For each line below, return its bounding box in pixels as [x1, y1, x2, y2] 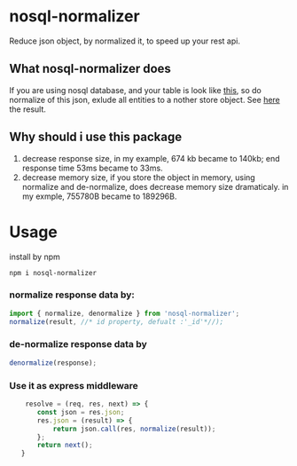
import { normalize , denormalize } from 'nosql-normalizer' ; [9, 309, 240, 318]
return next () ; [36, 441, 93, 450]
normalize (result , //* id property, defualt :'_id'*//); [9, 317, 224, 326]
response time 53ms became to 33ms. [21, 162, 163, 173]
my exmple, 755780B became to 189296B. [21, 191, 177, 201]
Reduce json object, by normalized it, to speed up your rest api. [9, 36, 241, 46]
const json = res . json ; [36, 407, 125, 416]
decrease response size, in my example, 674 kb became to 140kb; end [21, 153, 280, 163]
